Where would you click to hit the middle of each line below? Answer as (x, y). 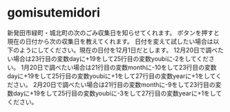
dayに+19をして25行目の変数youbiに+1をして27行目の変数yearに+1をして (112, 76)
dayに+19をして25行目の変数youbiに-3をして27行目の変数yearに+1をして (117, 93)
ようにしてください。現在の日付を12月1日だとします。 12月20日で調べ (118, 50)
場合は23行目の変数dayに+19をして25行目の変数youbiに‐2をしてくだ (111, 58)
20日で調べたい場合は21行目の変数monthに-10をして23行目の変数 (123, 67)
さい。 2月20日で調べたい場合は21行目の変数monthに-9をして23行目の (114, 84)
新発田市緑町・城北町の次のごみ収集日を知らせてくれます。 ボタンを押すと (113, 32)
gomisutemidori (54, 13)
